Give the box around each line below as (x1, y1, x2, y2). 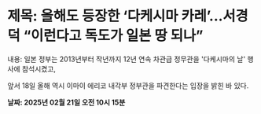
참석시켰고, (21, 64, 57, 73)
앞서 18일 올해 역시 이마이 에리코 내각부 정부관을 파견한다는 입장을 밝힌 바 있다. (7, 80, 249, 90)
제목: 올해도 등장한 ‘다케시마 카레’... (7, 7, 223, 25)
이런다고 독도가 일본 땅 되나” (30, 27, 204, 45)
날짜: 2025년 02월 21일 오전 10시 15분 (7, 97, 126, 107)
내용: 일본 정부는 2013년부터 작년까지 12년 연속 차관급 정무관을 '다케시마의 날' (7, 54, 246, 64)
